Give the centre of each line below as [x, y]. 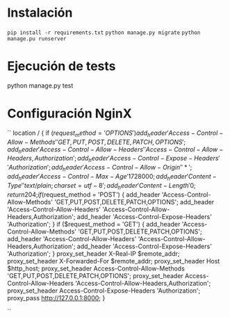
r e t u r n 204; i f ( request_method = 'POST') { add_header [84, 194]
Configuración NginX [69, 114]
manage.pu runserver [37, 39]
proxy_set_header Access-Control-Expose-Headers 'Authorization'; [104, 291]
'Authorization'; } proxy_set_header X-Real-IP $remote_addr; [93, 253]
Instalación [40, 13]
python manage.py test [40, 86]
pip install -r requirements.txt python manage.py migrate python [104, 33]
